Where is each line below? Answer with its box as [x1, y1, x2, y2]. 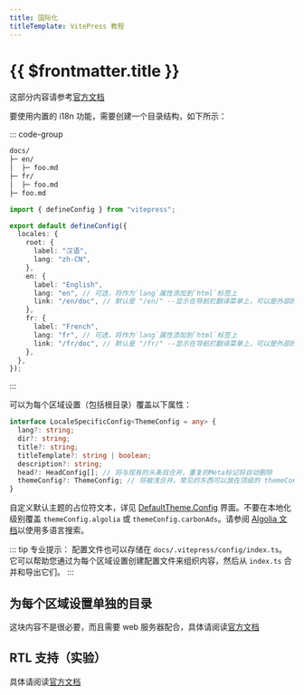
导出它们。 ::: [24, 566, 75, 577]
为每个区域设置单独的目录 [9, 595, 152, 611]
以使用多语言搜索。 [17, 525, 89, 536]
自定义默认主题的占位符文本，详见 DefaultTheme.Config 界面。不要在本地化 [9, 502, 292, 513]
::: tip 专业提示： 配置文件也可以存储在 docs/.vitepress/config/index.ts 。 [9, 544, 288, 555]
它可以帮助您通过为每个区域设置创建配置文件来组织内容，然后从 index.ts [9, 556, 282, 566]
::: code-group [9, 129, 63, 140]
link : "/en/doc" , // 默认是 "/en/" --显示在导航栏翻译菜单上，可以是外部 [33, 297, 290, 306]
